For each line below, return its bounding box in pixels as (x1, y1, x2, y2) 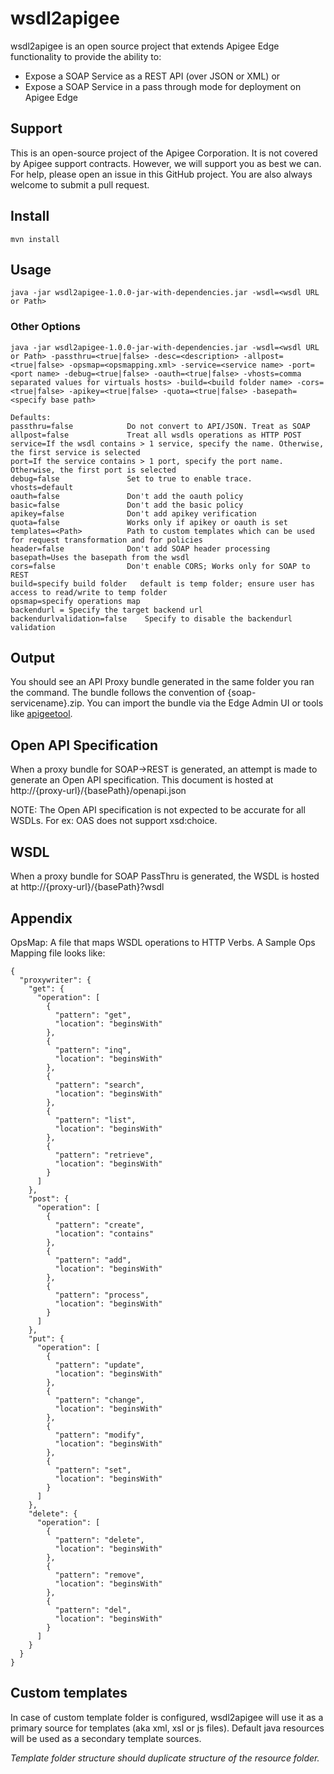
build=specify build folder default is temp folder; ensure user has (10, 578, 315, 589)
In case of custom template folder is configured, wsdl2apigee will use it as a (10, 1711, 324, 1723)
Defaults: (10, 412, 52, 422)
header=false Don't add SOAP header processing (10, 543, 271, 554)
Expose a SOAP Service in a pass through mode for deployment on (24, 80, 302, 92)
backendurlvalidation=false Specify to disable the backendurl (10, 613, 293, 624)
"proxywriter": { (19, 975, 92, 985)
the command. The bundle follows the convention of (10, 687, 226, 699)
